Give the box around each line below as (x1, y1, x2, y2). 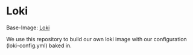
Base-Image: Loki (6, 24, 50, 31)
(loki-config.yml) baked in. (6, 42, 72, 49)
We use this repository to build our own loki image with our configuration (6, 35, 187, 42)
